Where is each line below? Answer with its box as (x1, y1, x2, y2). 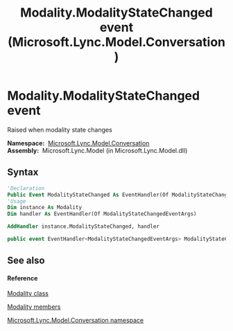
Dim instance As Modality (7, 204, 82, 211)
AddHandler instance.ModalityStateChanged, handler (7, 223, 159, 230)
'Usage (7, 197, 26, 205)
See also (7, 255, 45, 267)
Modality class (7, 289, 49, 298)
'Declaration (7, 185, 45, 192)
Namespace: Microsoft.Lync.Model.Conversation (7, 138, 150, 147)
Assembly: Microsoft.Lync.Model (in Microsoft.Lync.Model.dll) (7, 146, 188, 154)
